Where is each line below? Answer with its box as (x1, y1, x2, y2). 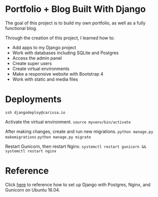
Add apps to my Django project (12, 44, 77, 50)
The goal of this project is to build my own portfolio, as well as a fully (5, 20, 146, 26)
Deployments (5, 94, 62, 105)
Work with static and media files (12, 76, 79, 82)
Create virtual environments (12, 66, 70, 72)
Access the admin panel (12, 55, 62, 61)
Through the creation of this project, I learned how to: (5, 35, 115, 41)
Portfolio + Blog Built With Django (5, 3, 146, 15)
